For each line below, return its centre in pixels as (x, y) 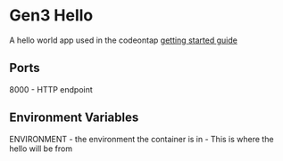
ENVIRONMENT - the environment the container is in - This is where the (141, 139)
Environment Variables (74, 118)
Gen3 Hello (51, 16)
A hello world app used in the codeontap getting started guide (124, 40)
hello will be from (41, 149)
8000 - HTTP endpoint (51, 89)
